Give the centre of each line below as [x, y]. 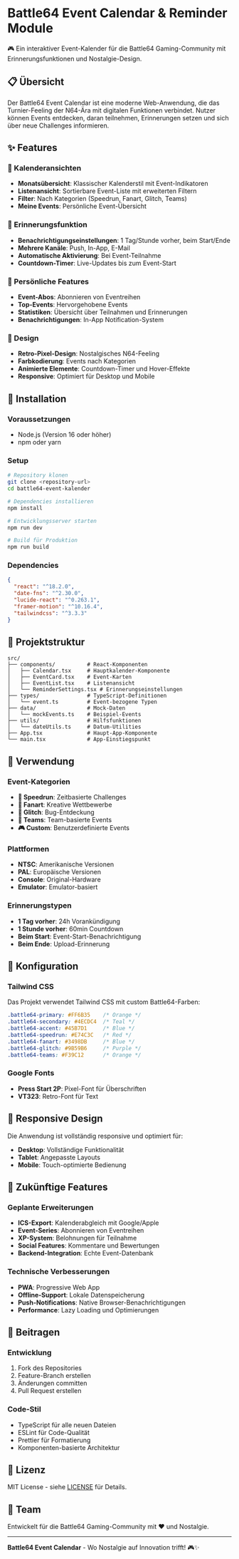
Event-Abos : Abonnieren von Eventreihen [79, 297]
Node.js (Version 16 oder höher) [64, 435]
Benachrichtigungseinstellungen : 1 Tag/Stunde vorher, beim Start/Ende [124, 240]
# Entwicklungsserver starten [52, 521]
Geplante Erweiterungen [51, 1207]
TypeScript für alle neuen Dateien [67, 1425]
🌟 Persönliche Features [48, 281]
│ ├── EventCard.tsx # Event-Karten [70, 677]
